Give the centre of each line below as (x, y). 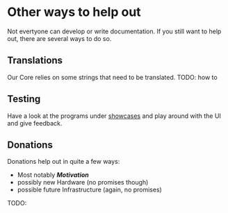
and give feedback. (35, 123)
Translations (35, 61)
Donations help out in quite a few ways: (64, 162)
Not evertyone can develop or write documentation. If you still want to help (114, 31)
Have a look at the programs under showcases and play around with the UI (114, 116)
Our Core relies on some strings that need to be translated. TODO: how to (112, 77)
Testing (24, 99)
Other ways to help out (74, 12)
